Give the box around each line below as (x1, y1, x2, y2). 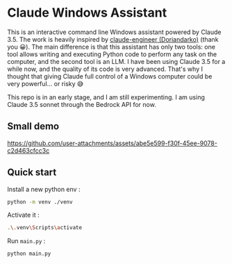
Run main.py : (7, 237, 46, 245)
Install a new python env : (7, 185, 81, 193)
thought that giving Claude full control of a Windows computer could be (7, 72, 213, 81)
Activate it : (7, 211, 40, 220)
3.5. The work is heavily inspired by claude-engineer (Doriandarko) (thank (7, 35, 219, 43)
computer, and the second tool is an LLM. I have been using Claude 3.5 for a (7, 57, 226, 65)
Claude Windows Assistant (7, 5, 167, 21)
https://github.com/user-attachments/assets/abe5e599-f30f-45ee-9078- (7, 139, 217, 147)
